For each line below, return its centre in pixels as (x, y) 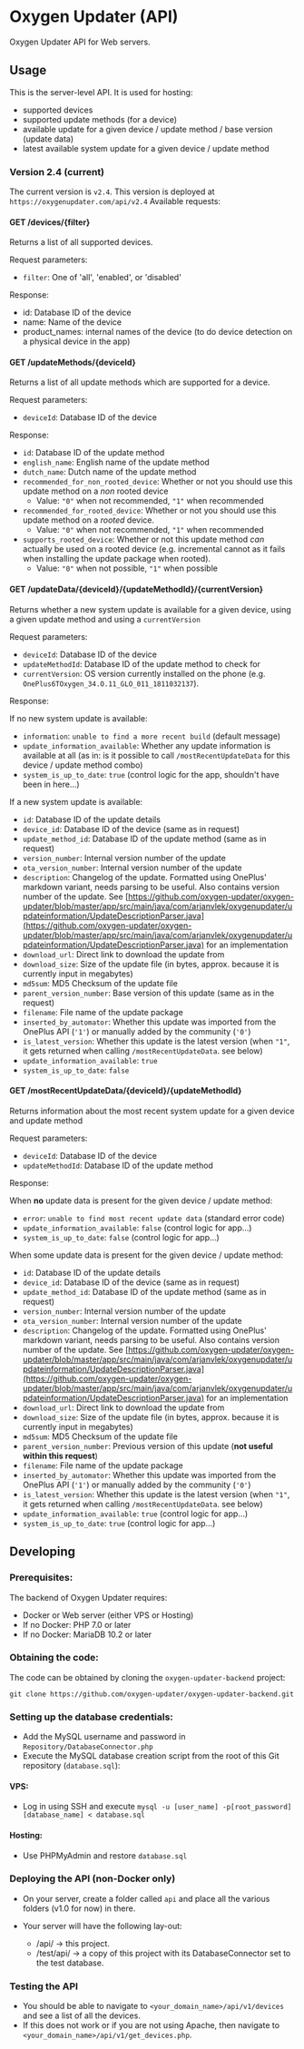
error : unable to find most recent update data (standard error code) (154, 1218)
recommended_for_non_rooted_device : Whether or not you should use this (157, 482)
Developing (42, 1552)
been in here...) (51, 784)
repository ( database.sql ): (71, 1766)
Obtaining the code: (54, 1658)
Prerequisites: (41, 1578)
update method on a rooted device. (88, 520)
